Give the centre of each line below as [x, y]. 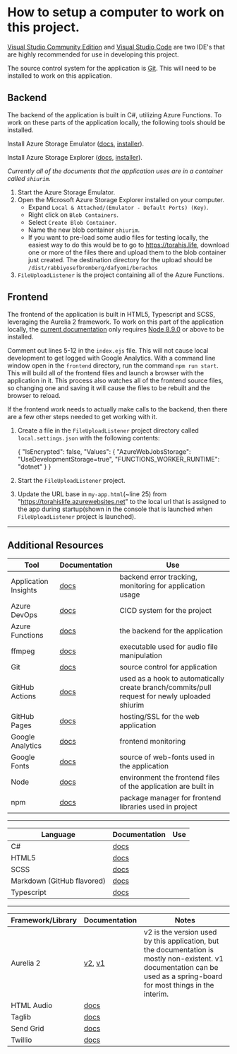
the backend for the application [171, 631]
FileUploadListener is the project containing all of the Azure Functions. [121, 275]
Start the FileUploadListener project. [71, 480]
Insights [24, 590]
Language [59, 835]
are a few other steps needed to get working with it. [82, 416]
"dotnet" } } [34, 467]
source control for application [168, 667]
